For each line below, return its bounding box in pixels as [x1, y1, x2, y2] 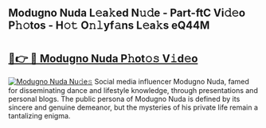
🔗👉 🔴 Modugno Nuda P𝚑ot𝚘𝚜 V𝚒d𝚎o [8, 52, 198, 65]
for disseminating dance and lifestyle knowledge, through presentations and [8, 86, 259, 95]
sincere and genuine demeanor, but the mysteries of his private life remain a [8, 103, 259, 112]
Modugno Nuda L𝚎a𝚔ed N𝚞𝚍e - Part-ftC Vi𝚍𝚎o [8, 6, 245, 20]
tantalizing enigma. [8, 111, 71, 120]
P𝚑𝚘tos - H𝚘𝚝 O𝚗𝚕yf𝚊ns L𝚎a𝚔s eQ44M [8, 19, 210, 33]
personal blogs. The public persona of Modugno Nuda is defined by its [8, 95, 241, 103]
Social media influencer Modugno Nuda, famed [94, 77, 249, 86]
